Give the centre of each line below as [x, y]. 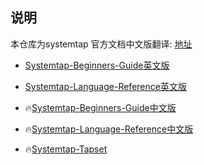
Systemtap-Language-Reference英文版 [105, 86]
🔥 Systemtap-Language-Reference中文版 [109, 129]
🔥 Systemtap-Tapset [66, 149]
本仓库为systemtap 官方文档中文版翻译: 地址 [101, 44]
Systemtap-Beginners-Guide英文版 [97, 65]
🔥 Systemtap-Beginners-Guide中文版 [100, 107]
